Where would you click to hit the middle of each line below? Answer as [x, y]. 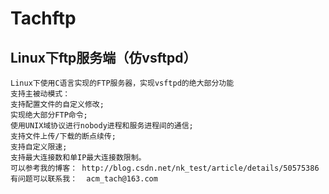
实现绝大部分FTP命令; [49, 115]
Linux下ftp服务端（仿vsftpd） [103, 57]
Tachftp [43, 18]
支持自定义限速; [39, 147]
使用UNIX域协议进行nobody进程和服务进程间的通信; [102, 126]
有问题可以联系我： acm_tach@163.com [84, 179]
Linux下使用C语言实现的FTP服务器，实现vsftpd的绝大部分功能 [122, 83]
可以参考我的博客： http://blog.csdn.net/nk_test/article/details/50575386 [165, 168]
